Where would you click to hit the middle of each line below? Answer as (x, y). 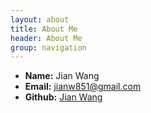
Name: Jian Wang (62, 76)
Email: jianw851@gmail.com (83, 87)
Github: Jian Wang (63, 97)
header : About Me (46, 38)
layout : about (40, 19)
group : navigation (48, 47)
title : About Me (44, 29)
